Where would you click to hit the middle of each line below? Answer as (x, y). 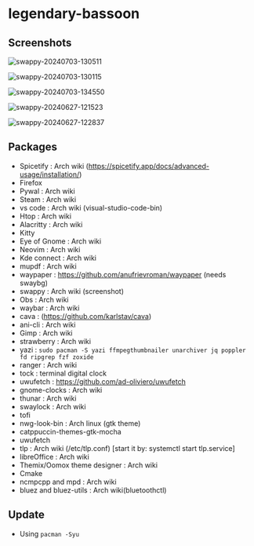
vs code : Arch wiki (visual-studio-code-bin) (91, 207)
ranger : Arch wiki (48, 365)
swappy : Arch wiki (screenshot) (71, 291)
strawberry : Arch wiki (55, 341)
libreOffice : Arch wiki (54, 456)
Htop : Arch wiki (45, 216)
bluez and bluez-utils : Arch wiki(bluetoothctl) (93, 490)
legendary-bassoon (74, 14)
